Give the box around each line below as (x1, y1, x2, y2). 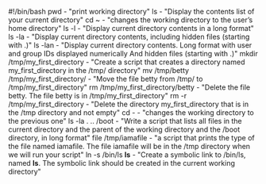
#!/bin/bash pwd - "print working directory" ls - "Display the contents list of (8, 7, 255, 16)
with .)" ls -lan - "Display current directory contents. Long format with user (8, 40, 253, 50)
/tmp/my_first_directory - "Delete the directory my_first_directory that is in (8, 99, 249, 109)
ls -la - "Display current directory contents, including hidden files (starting (8, 32, 250, 41)
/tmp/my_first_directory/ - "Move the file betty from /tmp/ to (8, 75, 203, 83)
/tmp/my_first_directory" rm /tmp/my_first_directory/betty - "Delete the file (8, 82, 251, 92)
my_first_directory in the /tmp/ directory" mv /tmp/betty (8, 66, 189, 75)
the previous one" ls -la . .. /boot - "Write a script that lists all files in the (8, 117, 242, 125)
